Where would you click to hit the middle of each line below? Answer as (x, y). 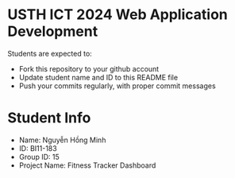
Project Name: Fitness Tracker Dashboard (87, 165)
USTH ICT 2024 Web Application (118, 15)
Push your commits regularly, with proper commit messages (117, 86)
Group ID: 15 (39, 157)
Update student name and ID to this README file (98, 77)
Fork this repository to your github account (89, 68)
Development (53, 31)
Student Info (49, 118)
